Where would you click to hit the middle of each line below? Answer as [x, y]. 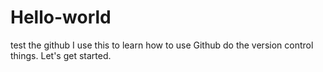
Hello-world [61, 17]
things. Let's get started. [61, 55]
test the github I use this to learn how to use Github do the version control [162, 45]
